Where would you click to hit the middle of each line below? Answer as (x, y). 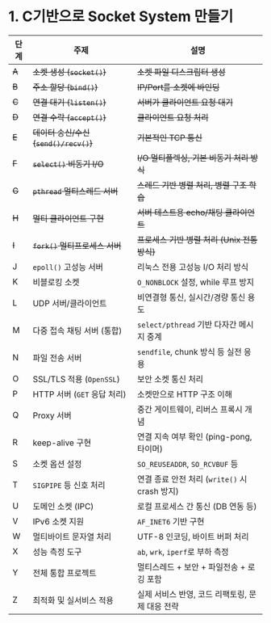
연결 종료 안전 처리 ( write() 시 (192, 479)
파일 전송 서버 (57, 358)
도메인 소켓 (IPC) (63, 506)
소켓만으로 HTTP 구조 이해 (184, 394)
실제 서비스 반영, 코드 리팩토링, (192, 594)
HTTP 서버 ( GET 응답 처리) (79, 394)
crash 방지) (158, 491)
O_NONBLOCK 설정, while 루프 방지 (195, 282)
